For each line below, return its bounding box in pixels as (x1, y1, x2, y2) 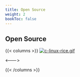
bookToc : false (5, 16, 37, 21)
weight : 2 (5, 12, 26, 17)
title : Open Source (5, 7, 46, 12)
